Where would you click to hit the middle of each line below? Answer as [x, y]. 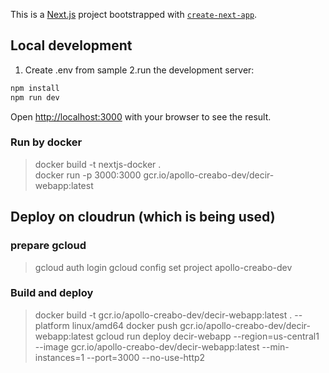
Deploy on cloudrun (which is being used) [143, 217]
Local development [71, 45]
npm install [35, 88]
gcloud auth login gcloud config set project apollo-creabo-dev [163, 267]
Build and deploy [52, 293]
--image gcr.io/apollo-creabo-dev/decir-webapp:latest [147, 346]
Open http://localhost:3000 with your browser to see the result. [141, 116]
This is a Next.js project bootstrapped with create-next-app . [134, 14]
